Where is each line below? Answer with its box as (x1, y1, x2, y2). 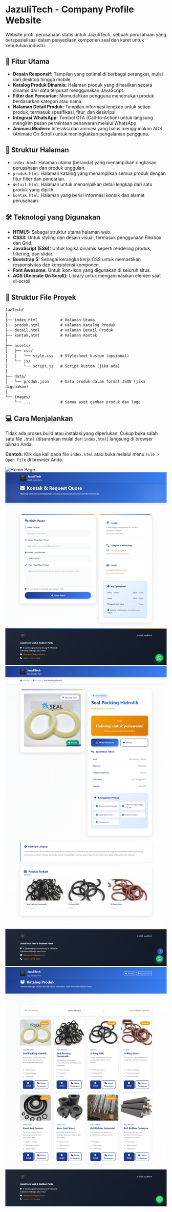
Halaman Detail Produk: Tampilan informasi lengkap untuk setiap (12, 104, 151, 110)
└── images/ (5, 394, 31, 400)
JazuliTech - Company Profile (5, 4, 135, 15)
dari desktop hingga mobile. (12, 76, 72, 83)
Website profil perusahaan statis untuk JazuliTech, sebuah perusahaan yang (5, 31, 166, 37)
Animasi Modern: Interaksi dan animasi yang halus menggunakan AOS (12, 125, 163, 131)
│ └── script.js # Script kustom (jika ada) (5, 364, 120, 369)
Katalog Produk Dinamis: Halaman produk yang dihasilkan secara (12, 82, 153, 88)
